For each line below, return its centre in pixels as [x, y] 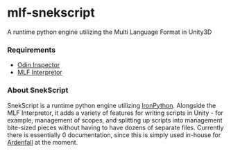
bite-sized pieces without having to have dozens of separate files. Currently [115, 127]
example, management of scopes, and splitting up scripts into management [115, 120]
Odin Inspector [38, 65]
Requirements [32, 50]
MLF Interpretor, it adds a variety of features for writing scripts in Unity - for [115, 113]
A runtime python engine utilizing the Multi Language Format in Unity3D [110, 32]
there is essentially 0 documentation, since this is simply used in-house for [114, 135]
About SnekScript [38, 90]
